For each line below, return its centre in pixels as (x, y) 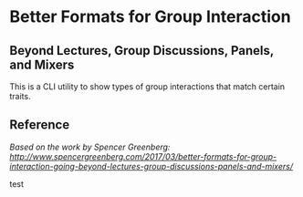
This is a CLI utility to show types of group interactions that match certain (147, 87)
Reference (40, 125)
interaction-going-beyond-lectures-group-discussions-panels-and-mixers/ (151, 166)
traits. (20, 96)
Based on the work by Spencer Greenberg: (90, 147)
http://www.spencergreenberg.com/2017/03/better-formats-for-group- (143, 156)
